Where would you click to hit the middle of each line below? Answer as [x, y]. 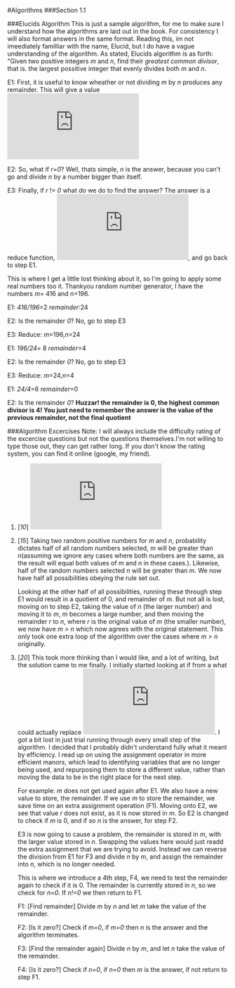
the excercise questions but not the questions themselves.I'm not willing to [115, 438]
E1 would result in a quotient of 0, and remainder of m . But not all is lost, [121, 599]
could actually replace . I [119, 732]
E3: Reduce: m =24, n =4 [41, 375]
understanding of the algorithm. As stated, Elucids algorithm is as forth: [110, 53]
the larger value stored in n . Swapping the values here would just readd [120, 842]
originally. [32, 644]
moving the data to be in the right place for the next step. [100, 777]
